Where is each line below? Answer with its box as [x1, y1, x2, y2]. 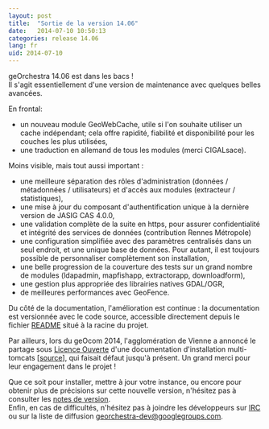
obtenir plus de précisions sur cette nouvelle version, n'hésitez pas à [8, 386, 237, 395]
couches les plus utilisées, [19, 137, 108, 146]
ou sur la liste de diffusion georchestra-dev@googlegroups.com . [8, 411, 224, 421]
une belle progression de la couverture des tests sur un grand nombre [19, 262, 253, 271]
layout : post [8, 11, 52, 20]
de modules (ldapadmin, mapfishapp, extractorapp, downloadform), [19, 270, 246, 280]
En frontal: [8, 104, 43, 113]
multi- [227, 344, 247, 354]
